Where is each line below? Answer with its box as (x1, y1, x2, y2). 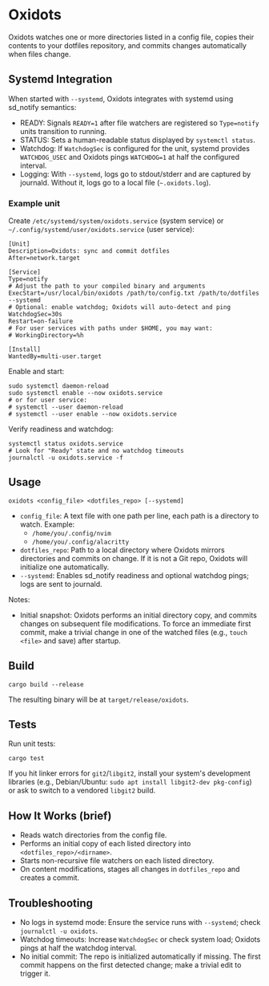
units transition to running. (19, 126, 106, 136)
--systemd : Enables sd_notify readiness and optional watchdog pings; (19, 570, 250, 580)
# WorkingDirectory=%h (8, 332, 84, 340)
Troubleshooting (8, 896, 94, 910)
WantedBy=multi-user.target (8, 352, 102, 361)
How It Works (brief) (8, 809, 112, 822)
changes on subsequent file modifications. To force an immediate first (19, 618, 251, 628)
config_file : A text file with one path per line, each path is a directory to (19, 511, 259, 520)
